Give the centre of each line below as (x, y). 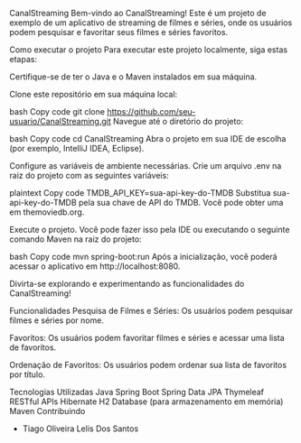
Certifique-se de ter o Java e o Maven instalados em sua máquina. (133, 77)
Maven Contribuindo (47, 411)
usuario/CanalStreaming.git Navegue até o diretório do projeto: (127, 121)
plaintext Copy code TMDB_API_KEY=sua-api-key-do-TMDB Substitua (140, 193)
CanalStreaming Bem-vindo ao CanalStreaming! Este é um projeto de (138, 13)
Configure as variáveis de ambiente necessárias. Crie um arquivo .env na (146, 166)
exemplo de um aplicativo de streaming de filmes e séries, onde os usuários (151, 23)
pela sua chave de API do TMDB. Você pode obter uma (181, 203)
